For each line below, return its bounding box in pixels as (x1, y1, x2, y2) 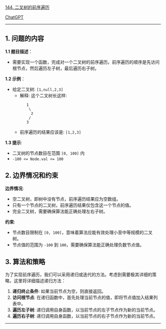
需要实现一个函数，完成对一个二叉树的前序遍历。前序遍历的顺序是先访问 (12, 59, 160, 65)
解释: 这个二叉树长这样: (19, 92, 67, 98)
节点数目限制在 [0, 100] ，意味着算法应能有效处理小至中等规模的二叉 (12, 229, 153, 235)
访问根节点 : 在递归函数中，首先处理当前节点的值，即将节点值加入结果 (12, 294, 154, 301)
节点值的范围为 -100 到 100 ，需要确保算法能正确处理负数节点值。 (12, 242, 144, 248)
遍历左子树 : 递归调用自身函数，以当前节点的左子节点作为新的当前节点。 (12, 307, 158, 313)
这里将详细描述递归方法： (13, 278, 66, 284)
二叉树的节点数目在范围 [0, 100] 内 (12, 150, 85, 156)
